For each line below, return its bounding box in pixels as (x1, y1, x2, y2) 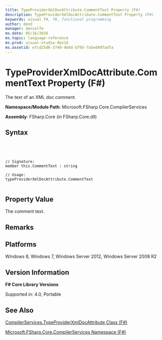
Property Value (5, 195, 54, 203)
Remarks (5, 223, 34, 232)
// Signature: (5, 159, 35, 164)
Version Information (5, 268, 69, 276)
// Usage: (5, 173, 26, 178)
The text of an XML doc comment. (5, 94, 76, 100)
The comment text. (5, 208, 45, 214)
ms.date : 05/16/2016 (5, 31, 49, 36)
